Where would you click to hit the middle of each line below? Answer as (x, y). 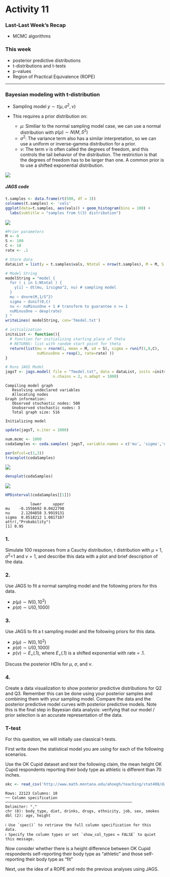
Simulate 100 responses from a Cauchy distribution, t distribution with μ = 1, (84, 550)
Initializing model (26, 421)
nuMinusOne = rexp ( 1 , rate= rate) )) (76, 353)
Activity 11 (27, 9)
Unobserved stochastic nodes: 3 (46, 408)
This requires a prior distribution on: (50, 116)
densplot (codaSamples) (29, 477)
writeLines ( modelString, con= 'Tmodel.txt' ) (53, 320)
